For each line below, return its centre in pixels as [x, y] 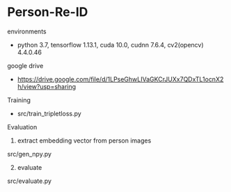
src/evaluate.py [30, 181]
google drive [25, 65]
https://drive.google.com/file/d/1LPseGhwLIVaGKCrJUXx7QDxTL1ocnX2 [120, 79]
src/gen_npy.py [30, 154]
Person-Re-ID [48, 12]
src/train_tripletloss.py [49, 113]
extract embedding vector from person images [84, 141]
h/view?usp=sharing [47, 86]
